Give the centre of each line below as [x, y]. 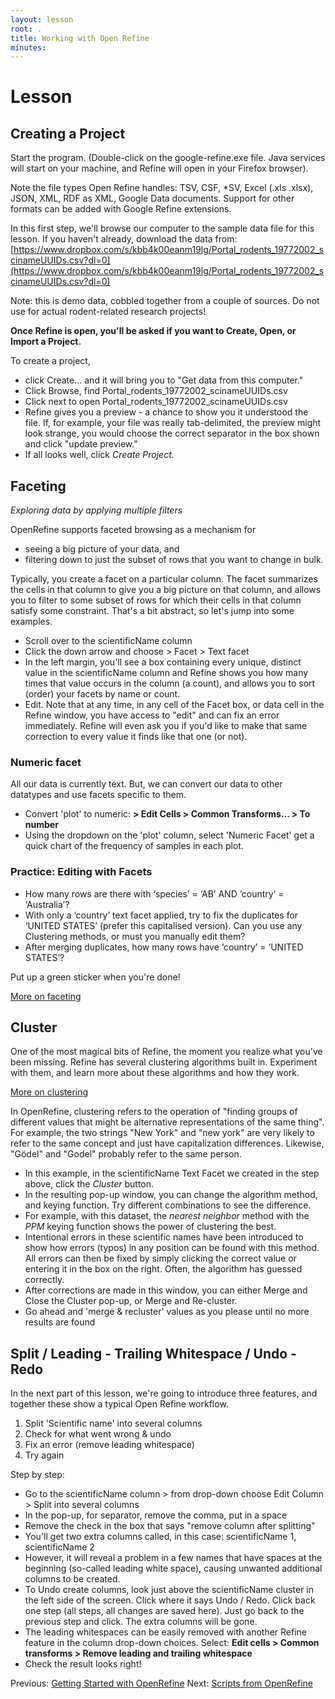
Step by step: [37, 1475]
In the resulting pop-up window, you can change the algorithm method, [171, 1195]
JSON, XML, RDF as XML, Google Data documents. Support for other [152, 198]
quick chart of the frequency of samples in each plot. [134, 846]
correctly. [44, 1280]
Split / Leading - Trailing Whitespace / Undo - [153, 1353]
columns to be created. [72, 1579]
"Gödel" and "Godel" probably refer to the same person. [126, 1154]
